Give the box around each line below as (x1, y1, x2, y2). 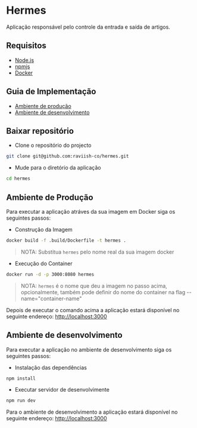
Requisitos (6, 41, 46, 51)
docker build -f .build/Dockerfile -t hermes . (6, 237, 127, 244)
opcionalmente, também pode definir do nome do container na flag (20, 288, 186, 295)
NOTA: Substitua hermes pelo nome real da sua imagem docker (20, 248, 174, 255)
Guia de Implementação (6, 87, 96, 97)
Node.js (14, 56, 35, 63)
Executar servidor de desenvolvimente (14, 386, 110, 393)
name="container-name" (20, 295, 82, 302)
